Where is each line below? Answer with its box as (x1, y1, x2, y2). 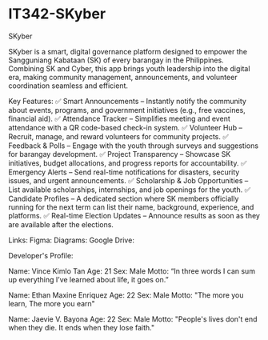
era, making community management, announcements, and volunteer (8, 72, 238, 82)
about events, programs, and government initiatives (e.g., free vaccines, (8, 105, 246, 114)
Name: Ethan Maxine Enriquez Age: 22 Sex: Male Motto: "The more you (8, 290, 244, 300)
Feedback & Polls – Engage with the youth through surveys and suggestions (8, 141, 258, 150)
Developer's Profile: (8, 250, 74, 260)
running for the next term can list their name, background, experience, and (8, 202, 254, 212)
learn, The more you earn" (8, 298, 96, 308)
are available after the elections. (8, 219, 114, 229)
